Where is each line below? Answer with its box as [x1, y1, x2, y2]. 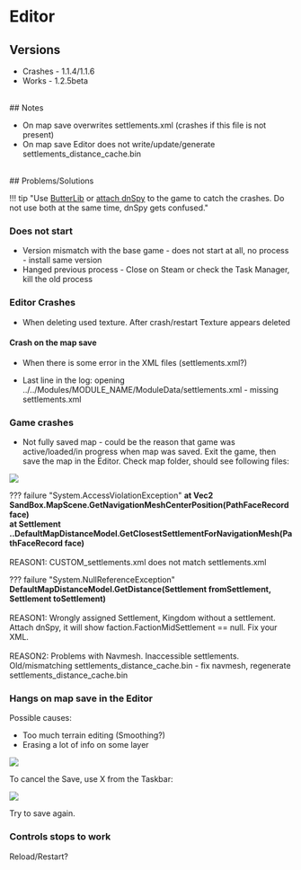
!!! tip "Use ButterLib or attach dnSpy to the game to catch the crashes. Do [9, 193, 285, 203]
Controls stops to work [9, 830, 111, 843]
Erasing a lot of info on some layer [22, 740, 150, 750]
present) [22, 129, 55, 140]
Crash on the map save [9, 337, 97, 348]
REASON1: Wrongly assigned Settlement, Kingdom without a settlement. [9, 613, 276, 624]
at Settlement [9, 519, 61, 529]
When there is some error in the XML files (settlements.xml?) [22, 357, 248, 368]
